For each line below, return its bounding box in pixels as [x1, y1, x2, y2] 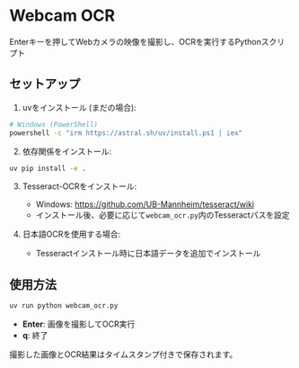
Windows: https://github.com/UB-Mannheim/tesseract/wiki [35, 199, 254, 210]
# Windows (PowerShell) [9, 120, 99, 129]
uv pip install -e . [9, 164, 87, 173]
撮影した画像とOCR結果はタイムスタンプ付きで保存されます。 [9, 349, 238, 360]
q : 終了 [22, 330, 48, 341]
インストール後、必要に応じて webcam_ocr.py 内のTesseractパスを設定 [35, 210, 290, 220]
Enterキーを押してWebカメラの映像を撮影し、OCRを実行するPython [9, 36, 262, 47]
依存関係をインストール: [22, 146, 112, 157]
